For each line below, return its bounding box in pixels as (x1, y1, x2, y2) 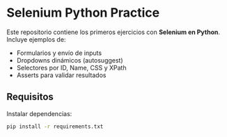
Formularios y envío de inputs (16, 49, 102, 57)
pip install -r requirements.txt (6, 123, 104, 130)
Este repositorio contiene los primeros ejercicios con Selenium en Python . (6, 28, 221, 36)
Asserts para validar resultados (16, 71, 107, 79)
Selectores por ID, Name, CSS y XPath (16, 63, 127, 72)
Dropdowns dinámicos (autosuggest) (16, 56, 123, 64)
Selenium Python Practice (6, 5, 160, 21)
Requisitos (6, 91, 54, 103)
